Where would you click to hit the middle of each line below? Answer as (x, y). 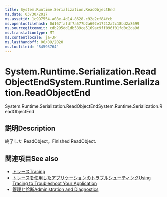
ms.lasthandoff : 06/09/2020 (34, 42)
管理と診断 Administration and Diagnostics (55, 189)
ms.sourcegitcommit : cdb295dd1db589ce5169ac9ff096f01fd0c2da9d (72, 28)
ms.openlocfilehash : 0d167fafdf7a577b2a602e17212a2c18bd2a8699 (72, 24)
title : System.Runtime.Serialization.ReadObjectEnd (60, 10)
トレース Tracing (29, 172)
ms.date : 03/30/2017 (27, 14)
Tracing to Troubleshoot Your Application (55, 183)
